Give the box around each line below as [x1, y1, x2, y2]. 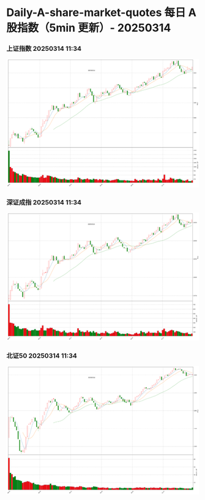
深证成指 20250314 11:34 [6, 198, 81, 206]
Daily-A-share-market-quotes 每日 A [6, 6, 197, 20]
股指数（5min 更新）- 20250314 [6, 21, 171, 35]
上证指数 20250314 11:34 [6, 44, 81, 53]
